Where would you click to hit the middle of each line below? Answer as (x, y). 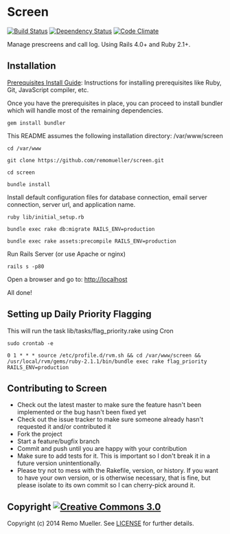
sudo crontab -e (30, 343)
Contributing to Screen (57, 388)
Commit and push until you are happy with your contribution (102, 449)
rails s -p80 (26, 266)
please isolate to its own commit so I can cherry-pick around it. (106, 485)
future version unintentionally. (59, 463)
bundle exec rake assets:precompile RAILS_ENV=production (92, 241)
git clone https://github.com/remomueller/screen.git (86, 160)
